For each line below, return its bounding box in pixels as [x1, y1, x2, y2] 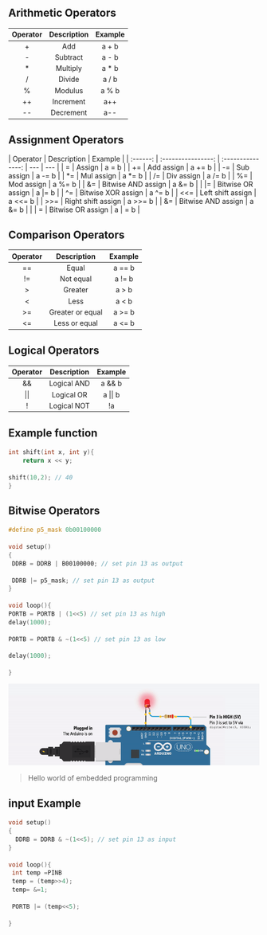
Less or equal [53, 319, 98, 328]
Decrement [50, 108, 88, 118]
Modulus [54, 85, 84, 95]
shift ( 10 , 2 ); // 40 [8, 473, 73, 481]
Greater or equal [49, 307, 103, 317]
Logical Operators [8, 344, 100, 358]
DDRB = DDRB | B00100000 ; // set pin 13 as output [11, 559, 183, 568]
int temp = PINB [11, 869, 62, 877]
